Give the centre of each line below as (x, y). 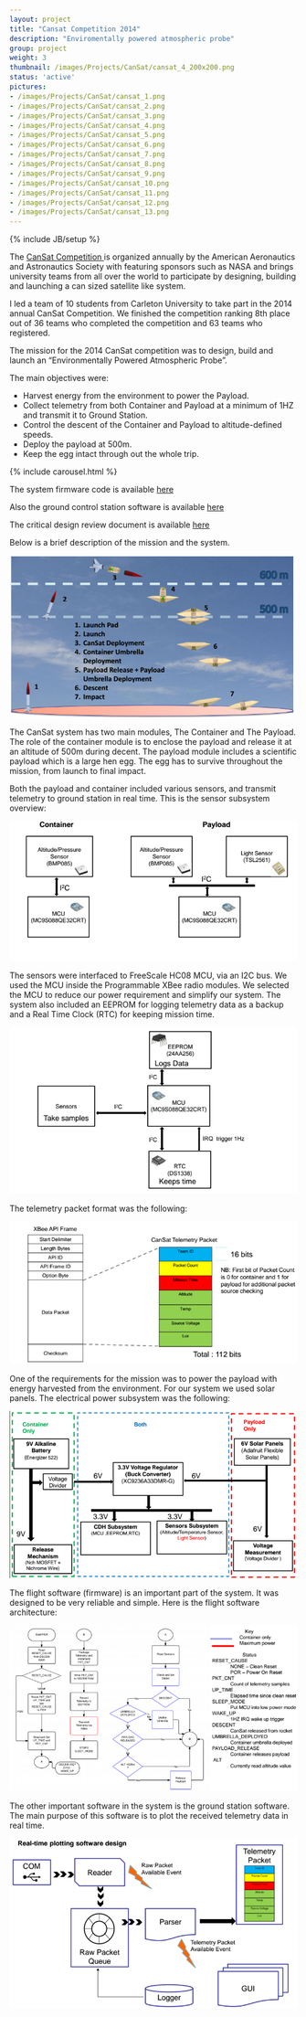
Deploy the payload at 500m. (77, 444)
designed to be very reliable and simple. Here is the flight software (135, 1603)
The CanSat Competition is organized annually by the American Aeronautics (153, 257)
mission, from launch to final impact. (78, 771)
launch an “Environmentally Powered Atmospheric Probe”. (118, 360)
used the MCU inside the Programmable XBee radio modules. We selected (149, 985)
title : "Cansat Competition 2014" (75, 29)
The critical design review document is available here (110, 525)
